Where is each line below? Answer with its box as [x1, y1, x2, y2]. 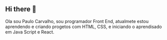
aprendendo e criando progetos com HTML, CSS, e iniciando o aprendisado [5, 23, 162, 29]
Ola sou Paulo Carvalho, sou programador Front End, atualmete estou [5, 18, 149, 24]
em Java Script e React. [5, 28, 55, 35]
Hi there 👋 [5, 5, 37, 13]
